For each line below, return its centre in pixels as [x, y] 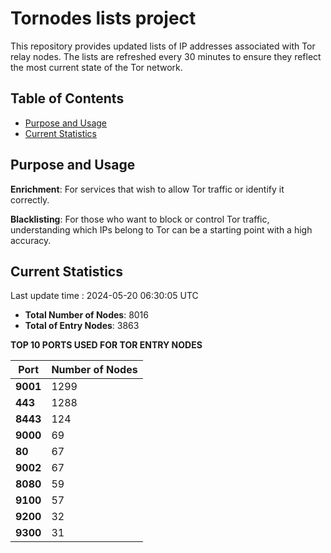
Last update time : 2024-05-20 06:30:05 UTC [104, 296]
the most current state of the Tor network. [96, 67]
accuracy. [31, 240]
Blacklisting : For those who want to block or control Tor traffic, [140, 219]
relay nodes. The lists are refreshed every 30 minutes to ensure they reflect [166, 56]
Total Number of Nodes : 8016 [86, 315]
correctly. [30, 199]
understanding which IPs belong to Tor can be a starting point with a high [161, 229]
